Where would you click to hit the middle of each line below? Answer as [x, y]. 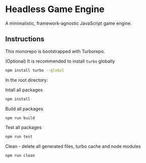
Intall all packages [24, 90]
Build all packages [24, 108]
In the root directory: [27, 80]
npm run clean [20, 156]
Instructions [25, 39]
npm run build [20, 118]
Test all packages [23, 128]
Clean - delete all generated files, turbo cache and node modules [73, 146]
